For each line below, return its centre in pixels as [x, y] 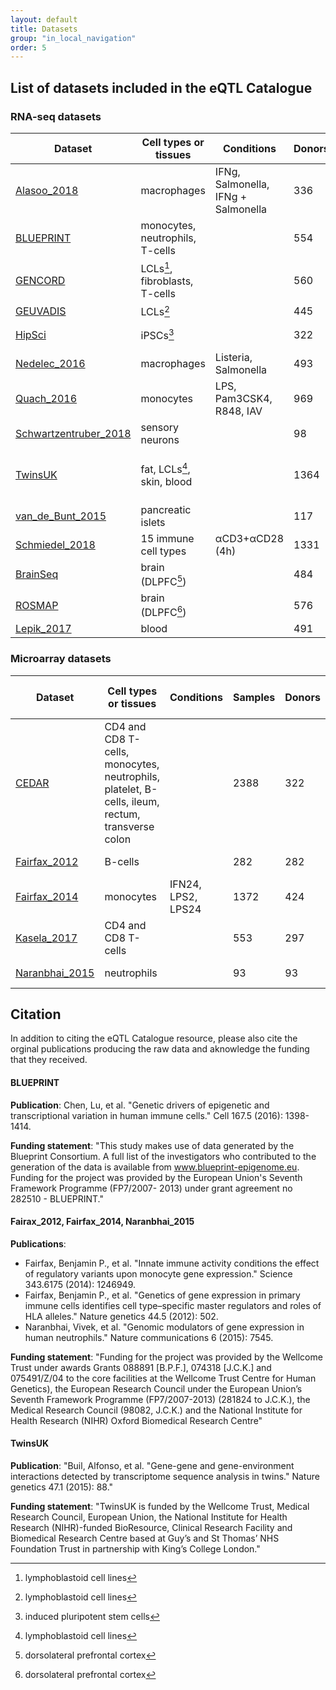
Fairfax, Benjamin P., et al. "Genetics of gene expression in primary [162, 1295]
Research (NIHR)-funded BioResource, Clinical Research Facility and [151, 1527]
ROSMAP [37, 605]
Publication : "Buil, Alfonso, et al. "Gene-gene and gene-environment [152, 1465]
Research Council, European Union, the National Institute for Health [149, 1517]
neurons [160, 439]
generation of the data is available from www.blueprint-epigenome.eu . [155, 1167]
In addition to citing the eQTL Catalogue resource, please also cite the [154, 1038]
